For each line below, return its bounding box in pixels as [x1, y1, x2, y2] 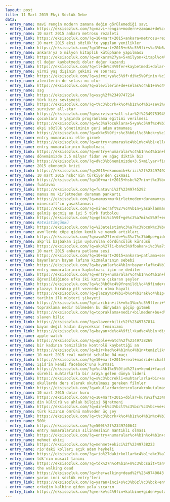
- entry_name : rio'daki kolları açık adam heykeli [5, 447, 114, 452]
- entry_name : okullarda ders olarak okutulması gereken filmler [5, 381, 146, 386]
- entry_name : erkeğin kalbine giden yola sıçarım [5, 485, 114, 490]
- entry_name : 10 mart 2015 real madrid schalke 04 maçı [5, 352, 128, 357]
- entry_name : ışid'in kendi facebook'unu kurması [5, 362, 114, 367]
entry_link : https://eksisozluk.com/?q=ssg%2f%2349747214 [10, 92, 135, 98]
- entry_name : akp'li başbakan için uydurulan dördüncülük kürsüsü [5, 239, 151, 244]
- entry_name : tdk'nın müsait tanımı [5, 456, 85, 461]
